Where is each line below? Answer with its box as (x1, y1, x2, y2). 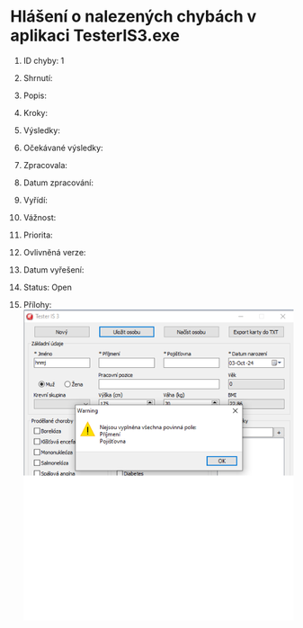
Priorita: (22, 229, 53, 240)
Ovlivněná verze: (22, 247, 86, 257)
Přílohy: (22, 299, 52, 310)
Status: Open (22, 282, 73, 292)
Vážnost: (22, 211, 57, 222)
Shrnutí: (22, 72, 53, 83)
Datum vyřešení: (22, 264, 85, 275)
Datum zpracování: (22, 177, 94, 188)
